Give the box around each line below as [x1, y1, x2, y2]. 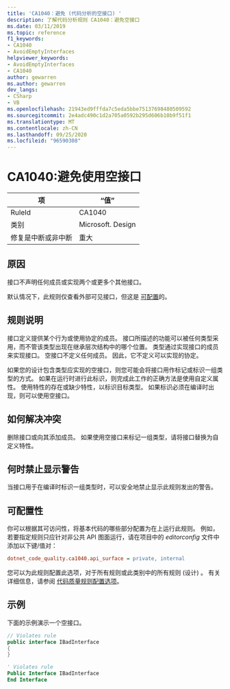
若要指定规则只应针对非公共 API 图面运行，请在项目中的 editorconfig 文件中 [7, 533, 220, 542]
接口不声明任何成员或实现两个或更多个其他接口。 [7, 278, 145, 286]
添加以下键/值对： [7, 542, 58, 550]
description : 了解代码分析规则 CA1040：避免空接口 [7, 16, 140, 23]
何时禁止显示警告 [7, 463, 79, 475]
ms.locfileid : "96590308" [7, 138, 81, 145]
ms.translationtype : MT [7, 118, 75, 125]
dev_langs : [7, 86, 38, 93]
